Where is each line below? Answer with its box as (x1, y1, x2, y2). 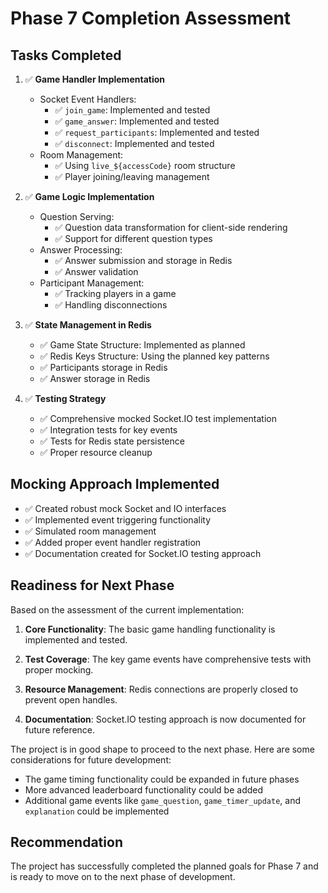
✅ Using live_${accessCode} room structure (54, 160, 236, 171)
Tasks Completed (10, 47, 122, 64)
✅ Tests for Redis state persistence (39, 435, 185, 447)
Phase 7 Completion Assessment (10, 7, 292, 30)
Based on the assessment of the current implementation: (10, 603, 245, 616)
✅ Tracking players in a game (54, 288, 177, 299)
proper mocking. (24, 663, 94, 676)
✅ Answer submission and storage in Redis (54, 255, 233, 266)
